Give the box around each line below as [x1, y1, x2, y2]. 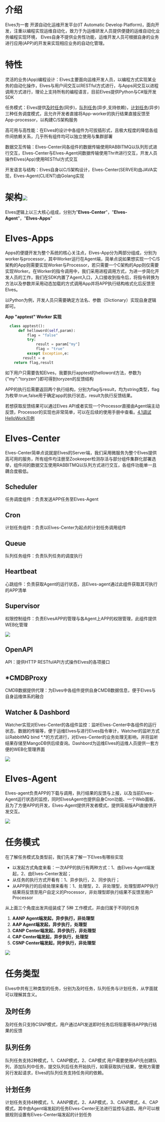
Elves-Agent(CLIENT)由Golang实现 [13, 173, 84, 179]
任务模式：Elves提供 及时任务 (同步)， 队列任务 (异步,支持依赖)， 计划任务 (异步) [5, 104, 160, 110]
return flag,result [14, 360, 54, 365]
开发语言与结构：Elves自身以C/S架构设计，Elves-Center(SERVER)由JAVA [5, 166, 153, 172]
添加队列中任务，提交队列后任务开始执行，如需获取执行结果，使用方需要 [13, 1063, 160, 1069]
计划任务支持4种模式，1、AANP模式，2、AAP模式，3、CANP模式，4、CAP [5, 1099, 159, 1105]
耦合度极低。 [5, 468, 31, 474]
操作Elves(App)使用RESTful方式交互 [5, 156, 78, 162]
